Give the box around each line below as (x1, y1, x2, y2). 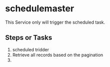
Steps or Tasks (5, 33, 52, 42)
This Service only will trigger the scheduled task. (5, 19, 106, 25)
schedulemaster (5, 3, 75, 14)
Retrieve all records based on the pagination (12, 52, 104, 58)
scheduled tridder (12, 46, 49, 52)
